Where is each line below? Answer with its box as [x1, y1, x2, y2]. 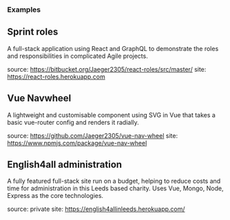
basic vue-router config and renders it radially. [7, 118, 139, 126]
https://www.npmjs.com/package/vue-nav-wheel [7, 139, 147, 147]
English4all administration [7, 159, 123, 170]
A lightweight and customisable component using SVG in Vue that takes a [7, 110, 216, 119]
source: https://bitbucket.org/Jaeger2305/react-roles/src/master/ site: [7, 65, 207, 73]
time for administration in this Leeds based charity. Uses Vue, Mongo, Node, [7, 184, 224, 192]
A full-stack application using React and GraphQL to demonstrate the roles [7, 44, 219, 52]
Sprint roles [7, 26, 59, 38]
